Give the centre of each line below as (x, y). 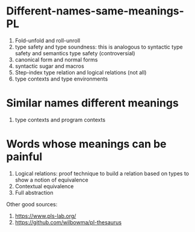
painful (24, 157)
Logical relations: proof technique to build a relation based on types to (102, 173)
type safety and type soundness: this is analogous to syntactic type (99, 47)
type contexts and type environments (61, 79)
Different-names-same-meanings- (95, 11)
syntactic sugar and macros (49, 66)
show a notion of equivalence (51, 180)
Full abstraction (34, 192)
